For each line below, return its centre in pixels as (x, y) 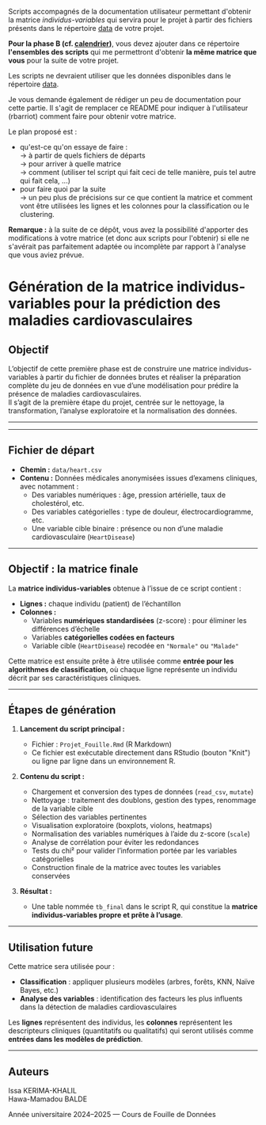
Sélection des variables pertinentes (89, 817)
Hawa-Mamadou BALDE (48, 1099)
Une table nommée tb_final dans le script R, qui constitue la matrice (144, 906)
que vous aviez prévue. (46, 255)
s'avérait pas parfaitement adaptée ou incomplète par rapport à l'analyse (127, 246)
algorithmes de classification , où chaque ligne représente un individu (123, 669)
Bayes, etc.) (39, 990)
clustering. (37, 214)
